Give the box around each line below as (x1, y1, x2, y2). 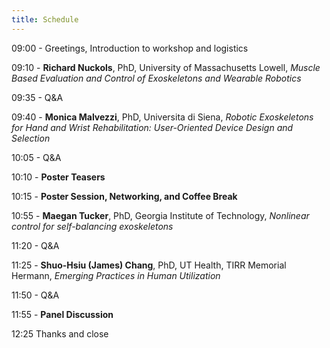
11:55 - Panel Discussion (11, 308, 114, 320)
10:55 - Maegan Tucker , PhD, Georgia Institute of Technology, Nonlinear (11, 209, 310, 221)
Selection (11, 132, 51, 144)
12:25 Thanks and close (11, 327, 109, 340)
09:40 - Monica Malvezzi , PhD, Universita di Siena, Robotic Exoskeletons (11, 111, 314, 123)
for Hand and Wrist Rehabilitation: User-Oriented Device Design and (11, 121, 294, 133)
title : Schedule (11, 14, 79, 25)
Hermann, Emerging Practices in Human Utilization (11, 269, 221, 281)
